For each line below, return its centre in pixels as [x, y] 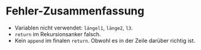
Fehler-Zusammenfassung [75, 11]
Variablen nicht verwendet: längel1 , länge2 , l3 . [74, 28]
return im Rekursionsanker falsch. [58, 34]
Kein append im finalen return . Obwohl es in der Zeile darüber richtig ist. [105, 40]
